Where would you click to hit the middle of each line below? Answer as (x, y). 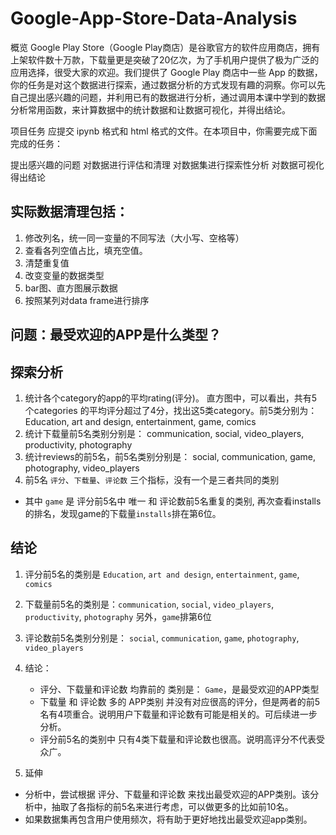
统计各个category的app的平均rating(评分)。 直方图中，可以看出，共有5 (171, 398)
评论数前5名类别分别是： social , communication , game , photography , (162, 638)
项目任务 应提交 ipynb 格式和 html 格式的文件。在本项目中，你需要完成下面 (164, 131)
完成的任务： (36, 143)
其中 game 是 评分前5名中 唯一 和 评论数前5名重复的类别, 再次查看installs (173, 501)
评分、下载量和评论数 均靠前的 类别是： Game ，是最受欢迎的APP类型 (179, 689)
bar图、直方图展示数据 (71, 288)
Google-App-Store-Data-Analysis (154, 18)
